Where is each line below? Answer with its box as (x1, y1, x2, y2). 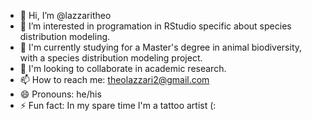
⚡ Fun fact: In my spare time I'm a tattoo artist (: (19, 100, 217, 111)
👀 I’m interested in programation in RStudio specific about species (19, 20, 292, 32)
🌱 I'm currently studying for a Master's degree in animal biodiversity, (19, 41, 303, 53)
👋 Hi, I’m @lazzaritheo (19, 10, 112, 21)
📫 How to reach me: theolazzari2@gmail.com (19, 74, 210, 85)
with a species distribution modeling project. (19, 52, 203, 64)
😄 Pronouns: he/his (19, 88, 102, 100)
